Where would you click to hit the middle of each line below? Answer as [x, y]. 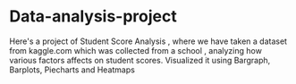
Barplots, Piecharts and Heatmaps [72, 70]
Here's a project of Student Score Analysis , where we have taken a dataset [148, 41]
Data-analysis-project [93, 17]
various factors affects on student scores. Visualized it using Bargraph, [140, 60]
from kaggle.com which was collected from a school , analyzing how [135, 50]
